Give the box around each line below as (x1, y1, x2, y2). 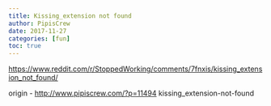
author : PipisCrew (8, 19, 70, 28)
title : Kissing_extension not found (8, 11, 132, 20)
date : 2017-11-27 (8, 27, 67, 35)
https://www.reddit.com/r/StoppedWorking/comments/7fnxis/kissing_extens (8, 64, 263, 74)
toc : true (8, 42, 42, 50)
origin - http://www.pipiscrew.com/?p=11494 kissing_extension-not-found (8, 88, 255, 98)
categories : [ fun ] (8, 34, 70, 43)
